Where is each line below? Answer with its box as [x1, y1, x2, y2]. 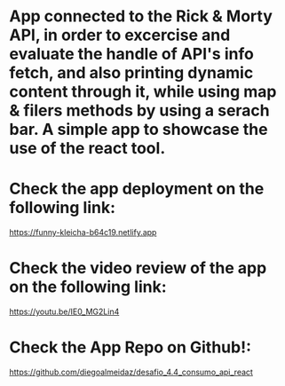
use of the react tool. [9, 138, 166, 159]
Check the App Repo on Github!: [9, 337, 251, 358]
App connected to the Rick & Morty [9, 6, 273, 27]
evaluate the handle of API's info [9, 44, 255, 64]
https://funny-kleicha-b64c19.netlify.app [9, 227, 157, 238]
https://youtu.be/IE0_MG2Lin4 [9, 306, 120, 317]
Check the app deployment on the [9, 179, 265, 199]
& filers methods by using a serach [9, 100, 271, 121]
